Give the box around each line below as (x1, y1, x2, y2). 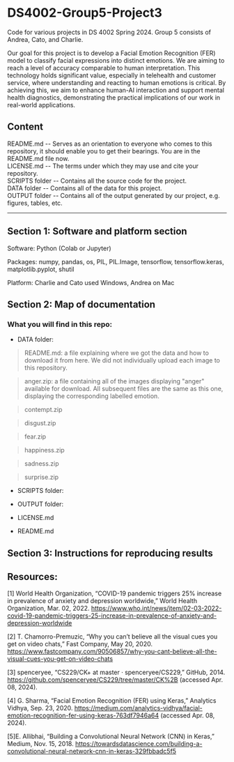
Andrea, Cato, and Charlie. (7, 35, 84, 43)
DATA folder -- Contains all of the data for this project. (7, 183, 162, 192)
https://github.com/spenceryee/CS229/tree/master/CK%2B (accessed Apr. (7, 676, 224, 684)
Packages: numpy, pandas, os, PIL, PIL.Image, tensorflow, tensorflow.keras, (7, 257, 224, 266)
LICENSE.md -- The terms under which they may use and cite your (7, 162, 198, 170)
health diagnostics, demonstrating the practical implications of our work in (7, 93, 221, 102)
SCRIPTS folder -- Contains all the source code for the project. (7, 176, 187, 185)
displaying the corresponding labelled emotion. (24, 392, 160, 400)
